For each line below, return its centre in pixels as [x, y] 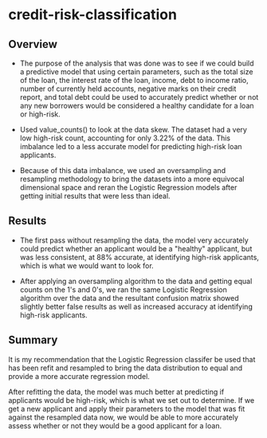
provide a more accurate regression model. [79, 376]
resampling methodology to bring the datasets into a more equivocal [132, 179]
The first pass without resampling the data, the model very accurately [134, 240]
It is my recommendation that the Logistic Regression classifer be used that [132, 359]
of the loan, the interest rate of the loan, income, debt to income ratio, [134, 80]
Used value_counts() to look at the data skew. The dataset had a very [133, 130]
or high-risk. [40, 114]
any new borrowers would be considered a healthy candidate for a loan [137, 106]
